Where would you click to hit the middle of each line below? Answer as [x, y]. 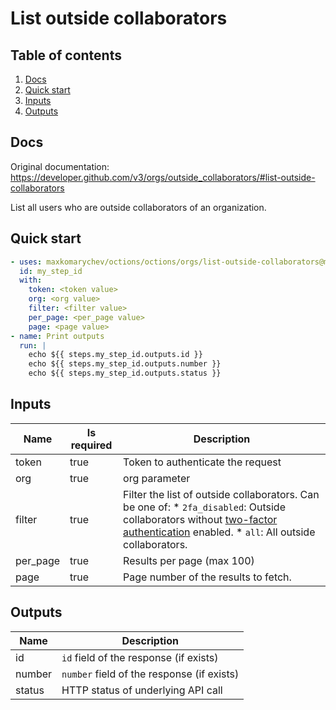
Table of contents [66, 55]
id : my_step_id [51, 271]
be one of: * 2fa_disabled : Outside [204, 507]
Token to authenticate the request [202, 462]
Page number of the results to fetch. [207, 577]
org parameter [157, 478]
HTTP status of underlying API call [142, 690]
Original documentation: [60, 166]
